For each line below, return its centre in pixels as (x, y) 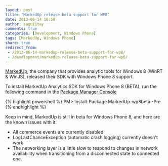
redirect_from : (21, 48)
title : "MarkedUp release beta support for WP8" (57, 15)
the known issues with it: (31, 122)
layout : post (19, 10)
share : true (18, 43)
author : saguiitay (25, 24)
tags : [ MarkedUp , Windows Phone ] (40, 38)
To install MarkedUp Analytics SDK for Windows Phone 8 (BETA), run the (81, 87)
